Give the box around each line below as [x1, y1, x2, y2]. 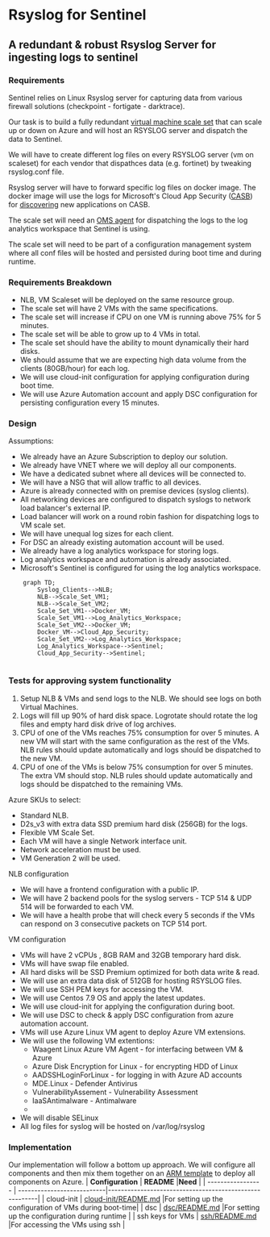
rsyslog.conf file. [8, 167, 64, 177]
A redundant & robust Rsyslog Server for [8, 38, 216, 52]
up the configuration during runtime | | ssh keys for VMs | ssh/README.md [8, 1211, 257, 1221]
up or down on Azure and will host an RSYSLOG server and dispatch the [8, 125, 248, 135]
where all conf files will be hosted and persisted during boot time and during [8, 248, 262, 257]
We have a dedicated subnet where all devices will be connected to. [19, 469, 247, 479]
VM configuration [8, 934, 67, 944]
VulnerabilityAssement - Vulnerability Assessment [31, 1087, 199, 1097]
